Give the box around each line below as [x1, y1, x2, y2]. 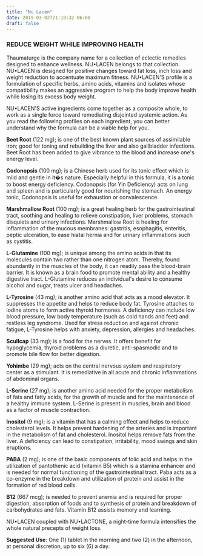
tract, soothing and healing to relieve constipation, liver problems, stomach [6, 211, 193, 219]
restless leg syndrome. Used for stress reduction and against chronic [6, 319, 179, 326]
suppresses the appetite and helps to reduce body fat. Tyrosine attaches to [6, 300, 195, 307]
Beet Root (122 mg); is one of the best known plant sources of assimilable [6, 136, 191, 143]
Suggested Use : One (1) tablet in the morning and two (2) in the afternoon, [6, 536, 193, 543]
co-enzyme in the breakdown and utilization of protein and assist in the [6, 475, 184, 482]
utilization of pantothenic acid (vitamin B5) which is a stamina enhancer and [6, 462, 196, 469]
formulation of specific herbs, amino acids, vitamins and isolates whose [6, 80, 185, 87]
